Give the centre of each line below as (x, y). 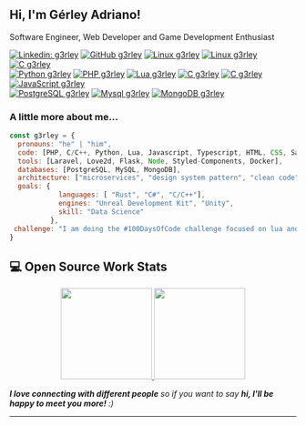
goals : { (34, 187)
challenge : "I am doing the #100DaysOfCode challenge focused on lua (148, 228)
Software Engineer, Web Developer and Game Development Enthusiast (142, 36)
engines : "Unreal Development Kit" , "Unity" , (146, 204)
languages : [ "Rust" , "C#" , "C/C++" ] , (132, 195)
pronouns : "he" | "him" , (65, 144)
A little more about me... (64, 117)
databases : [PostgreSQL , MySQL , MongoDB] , (99, 169)
